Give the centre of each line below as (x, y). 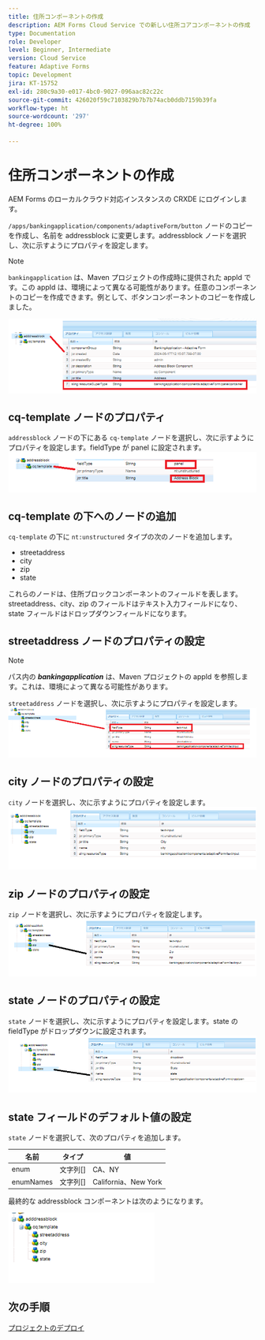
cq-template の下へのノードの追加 (92, 517)
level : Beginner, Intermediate (60, 50)
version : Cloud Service (47, 58)
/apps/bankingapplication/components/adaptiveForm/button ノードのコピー (131, 226)
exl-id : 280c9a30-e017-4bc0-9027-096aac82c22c (86, 91)
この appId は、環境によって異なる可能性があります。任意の (118, 287)
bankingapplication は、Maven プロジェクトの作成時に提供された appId (125, 277)
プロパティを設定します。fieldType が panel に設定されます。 (107, 448)
